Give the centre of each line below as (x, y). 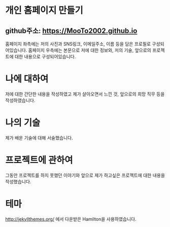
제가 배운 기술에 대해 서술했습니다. (39, 138)
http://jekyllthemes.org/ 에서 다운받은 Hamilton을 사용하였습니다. (71, 219)
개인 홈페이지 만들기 (44, 10)
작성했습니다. (18, 181)
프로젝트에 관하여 (39, 160)
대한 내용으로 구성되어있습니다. (45, 57)
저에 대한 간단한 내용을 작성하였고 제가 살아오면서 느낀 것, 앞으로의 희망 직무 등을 (85, 94)
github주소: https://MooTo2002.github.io (71, 31)
